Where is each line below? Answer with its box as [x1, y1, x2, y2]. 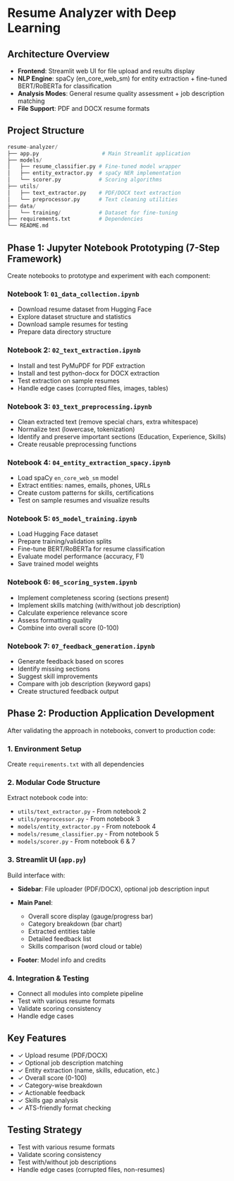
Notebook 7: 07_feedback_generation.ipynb [7, 641, 155, 651]
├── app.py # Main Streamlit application [7, 150, 191, 157]
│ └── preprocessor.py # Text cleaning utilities [7, 196, 178, 203]
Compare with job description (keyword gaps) [17, 680, 152, 688]
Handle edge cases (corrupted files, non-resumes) [17, 1165, 166, 1173]
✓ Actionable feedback [17, 1089, 86, 1097]
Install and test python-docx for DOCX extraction [17, 368, 160, 377]
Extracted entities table [27, 927, 96, 935]
